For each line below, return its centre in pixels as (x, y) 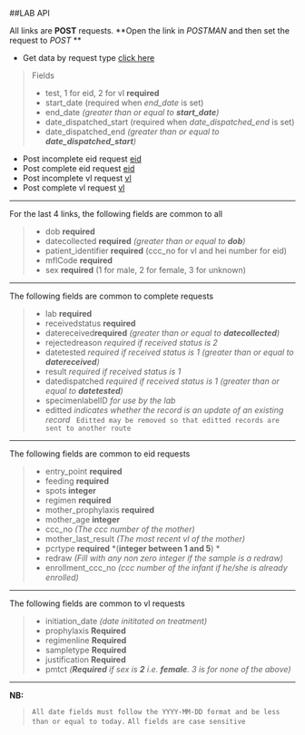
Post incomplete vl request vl (77, 178)
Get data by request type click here (89, 58)
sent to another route (88, 428)
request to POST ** (45, 40)
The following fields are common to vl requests (98, 603)
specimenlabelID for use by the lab (110, 400)
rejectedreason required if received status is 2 (131, 343)
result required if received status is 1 (113, 372)
